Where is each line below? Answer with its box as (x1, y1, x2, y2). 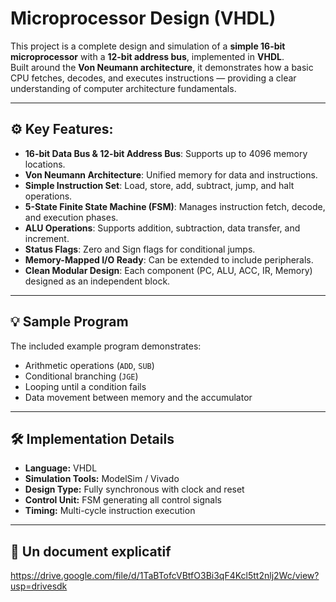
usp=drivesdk (10, 580, 68, 592)
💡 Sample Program (10, 313, 129, 331)
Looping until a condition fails (24, 380, 147, 392)
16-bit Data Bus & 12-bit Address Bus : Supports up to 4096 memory (24, 147, 308, 159)
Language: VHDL (24, 462, 98, 474)
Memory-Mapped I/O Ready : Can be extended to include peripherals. (24, 253, 314, 266)
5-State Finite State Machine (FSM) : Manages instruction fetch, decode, (24, 200, 326, 212)
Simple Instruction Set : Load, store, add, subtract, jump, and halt (24, 179, 295, 191)
